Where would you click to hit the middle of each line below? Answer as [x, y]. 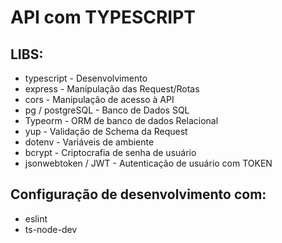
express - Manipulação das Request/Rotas [112, 89]
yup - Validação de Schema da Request [106, 131]
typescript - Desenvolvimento [86, 78]
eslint [36, 218]
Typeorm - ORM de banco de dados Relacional [121, 120]
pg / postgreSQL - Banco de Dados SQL [107, 110]
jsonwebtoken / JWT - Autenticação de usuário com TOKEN [148, 163]
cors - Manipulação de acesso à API [99, 99]
